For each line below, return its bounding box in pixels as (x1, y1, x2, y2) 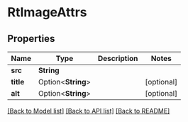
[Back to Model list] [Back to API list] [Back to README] (7, 107, 170, 115)
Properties (7, 33, 55, 45)
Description (97, 54, 138, 63)
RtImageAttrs (7, 4, 87, 21)
